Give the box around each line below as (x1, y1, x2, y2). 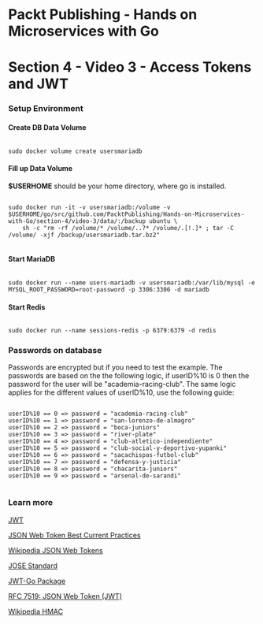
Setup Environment (8, 103, 84, 114)
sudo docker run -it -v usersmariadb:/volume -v (8, 203, 171, 211)
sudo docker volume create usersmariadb (8, 147, 143, 155)
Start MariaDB (8, 254, 56, 264)
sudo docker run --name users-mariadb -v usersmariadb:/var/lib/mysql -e (8, 278, 256, 287)
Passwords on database (8, 345, 102, 356)
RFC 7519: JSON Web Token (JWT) (8, 591, 122, 600)
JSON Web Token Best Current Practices (8, 530, 141, 540)
